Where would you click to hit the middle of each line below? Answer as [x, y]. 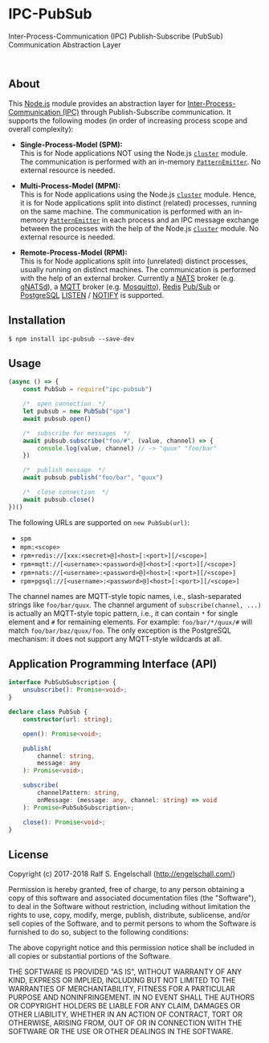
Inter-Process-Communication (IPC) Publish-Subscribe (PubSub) [116, 36]
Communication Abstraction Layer [65, 44]
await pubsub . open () [57, 418]
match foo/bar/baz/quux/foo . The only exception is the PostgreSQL [120, 630]
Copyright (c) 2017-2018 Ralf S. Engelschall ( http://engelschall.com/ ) [122, 874]
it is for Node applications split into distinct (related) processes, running [138, 202]
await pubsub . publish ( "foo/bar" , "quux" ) [93, 478]
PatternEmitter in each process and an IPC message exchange [154, 220]
